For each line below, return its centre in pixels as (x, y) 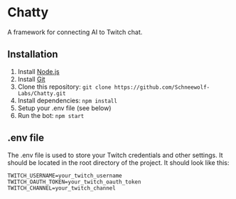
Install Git (31, 79)
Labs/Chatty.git (42, 93)
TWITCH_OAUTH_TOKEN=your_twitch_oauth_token (74, 182)
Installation (33, 54)
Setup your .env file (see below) (64, 108)
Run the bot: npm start (51, 115)
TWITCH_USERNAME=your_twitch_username (65, 176)
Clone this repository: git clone (64, 87)
